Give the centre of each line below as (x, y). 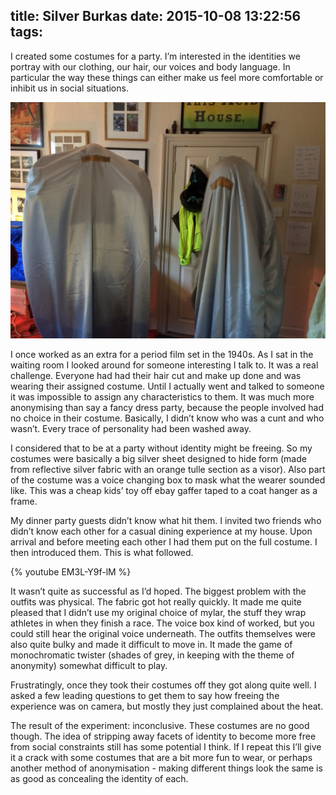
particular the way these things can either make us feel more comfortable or (167, 77)
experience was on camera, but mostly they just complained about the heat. (167, 706)
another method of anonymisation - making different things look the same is (166, 768)
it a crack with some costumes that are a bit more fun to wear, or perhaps (161, 757)
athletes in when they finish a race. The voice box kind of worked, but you (162, 623)
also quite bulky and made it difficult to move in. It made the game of (151, 644)
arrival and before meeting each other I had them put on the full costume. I (164, 541)
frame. (24, 501)
